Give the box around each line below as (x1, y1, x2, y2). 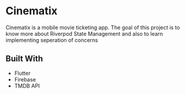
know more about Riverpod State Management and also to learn (5, 30, 163, 37)
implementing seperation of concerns (5, 36, 98, 43)
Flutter (14, 70, 31, 77)
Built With (5, 54, 43, 64)
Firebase (14, 76, 36, 83)
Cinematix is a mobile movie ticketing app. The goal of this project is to (5, 24, 180, 31)
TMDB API (14, 82, 40, 89)
